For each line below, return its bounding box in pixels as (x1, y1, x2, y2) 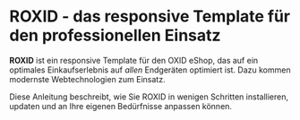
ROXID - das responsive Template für (9, 6, 291, 27)
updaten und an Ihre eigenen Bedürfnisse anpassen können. (9, 100, 233, 111)
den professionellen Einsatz (9, 25, 221, 46)
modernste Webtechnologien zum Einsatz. (9, 73, 166, 84)
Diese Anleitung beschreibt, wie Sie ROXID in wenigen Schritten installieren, (9, 91, 289, 102)
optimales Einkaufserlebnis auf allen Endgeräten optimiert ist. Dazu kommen (9, 64, 291, 75)
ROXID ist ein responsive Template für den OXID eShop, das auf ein (9, 55, 259, 65)
